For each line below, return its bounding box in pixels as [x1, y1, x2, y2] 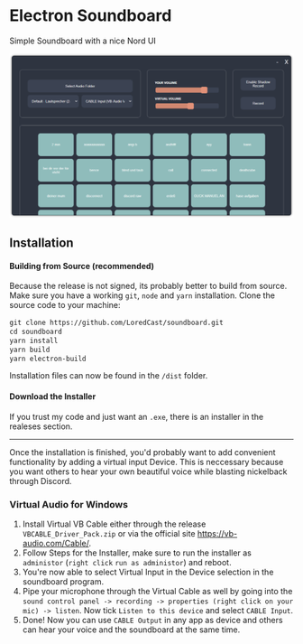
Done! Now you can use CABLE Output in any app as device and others [22, 614, 283, 625]
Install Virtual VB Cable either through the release [22, 518, 207, 529]
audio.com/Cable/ [22, 537, 89, 548]
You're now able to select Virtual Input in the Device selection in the [22, 566, 274, 577]
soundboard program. [22, 575, 105, 587]
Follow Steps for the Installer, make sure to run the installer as [22, 547, 252, 558]
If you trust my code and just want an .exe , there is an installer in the [9, 411, 264, 422]
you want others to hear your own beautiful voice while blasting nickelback [9, 466, 288, 477]
